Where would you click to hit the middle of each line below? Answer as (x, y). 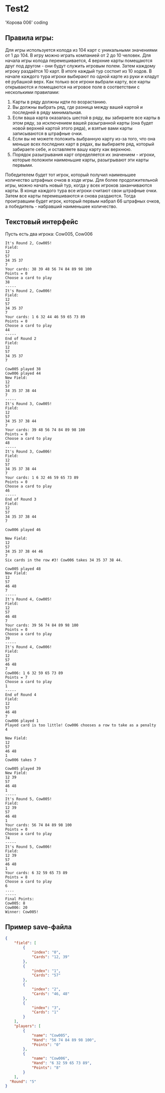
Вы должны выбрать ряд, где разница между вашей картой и (78, 107)
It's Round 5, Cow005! (28, 799)
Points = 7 (16, 677)
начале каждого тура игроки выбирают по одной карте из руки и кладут (82, 76)
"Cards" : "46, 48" (51, 994)
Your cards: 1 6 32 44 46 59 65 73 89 (45, 317)
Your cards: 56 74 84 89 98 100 (38, 825)
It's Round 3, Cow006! (28, 451)
